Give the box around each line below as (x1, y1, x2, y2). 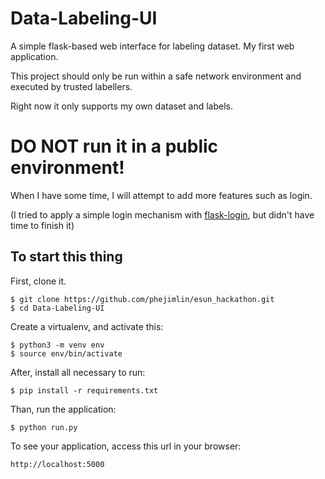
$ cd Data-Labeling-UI (10, 303, 105, 313)
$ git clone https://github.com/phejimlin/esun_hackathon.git (10, 294, 275, 304)
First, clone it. (10, 275, 67, 287)
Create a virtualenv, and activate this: (10, 320, 164, 332)
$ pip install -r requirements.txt (10, 385, 159, 396)
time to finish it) (10, 219, 75, 231)
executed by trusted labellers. (10, 80, 133, 92)
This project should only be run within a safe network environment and (10, 70, 302, 82)
